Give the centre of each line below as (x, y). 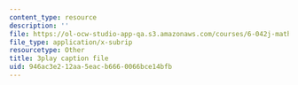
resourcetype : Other (47, 50)
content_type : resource (53, 17)
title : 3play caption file (59, 58)
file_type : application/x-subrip (71, 42)
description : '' (39, 26)
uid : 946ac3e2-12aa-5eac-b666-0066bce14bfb (91, 67)
